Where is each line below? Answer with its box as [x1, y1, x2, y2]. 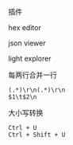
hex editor [8, 23, 41, 32]
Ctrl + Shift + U [8, 131, 66, 139]
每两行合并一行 [8, 70, 57, 80]
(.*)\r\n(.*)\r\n [8, 86, 66, 94]
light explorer [8, 54, 52, 63]
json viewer [8, 38, 46, 48]
